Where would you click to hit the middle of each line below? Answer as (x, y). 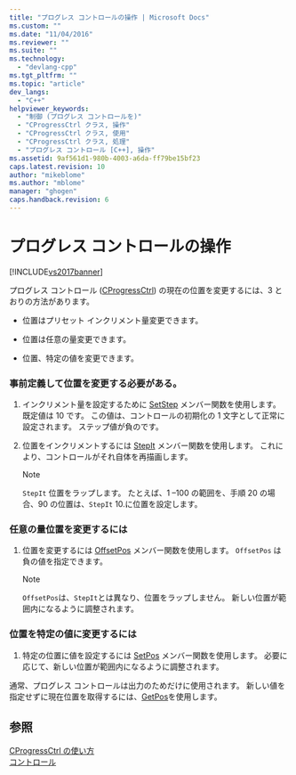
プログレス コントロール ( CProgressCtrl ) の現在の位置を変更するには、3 (141, 290)
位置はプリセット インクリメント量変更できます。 (112, 320)
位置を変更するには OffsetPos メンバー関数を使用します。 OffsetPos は (152, 551)
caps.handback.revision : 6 (59, 200)
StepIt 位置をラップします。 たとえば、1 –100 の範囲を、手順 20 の (145, 493)
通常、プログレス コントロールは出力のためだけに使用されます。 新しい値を (148, 685)
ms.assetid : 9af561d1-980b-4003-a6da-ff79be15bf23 (105, 158)
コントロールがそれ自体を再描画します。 (119, 457)
